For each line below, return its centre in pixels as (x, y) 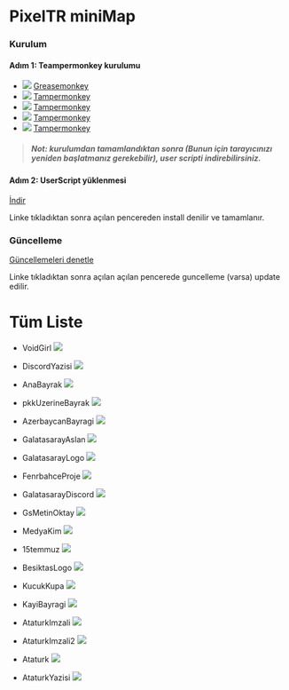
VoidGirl (36, 348)
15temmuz (41, 550)
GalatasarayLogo (53, 458)
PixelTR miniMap (72, 16)
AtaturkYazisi (46, 678)
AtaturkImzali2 (48, 641)
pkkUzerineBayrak (56, 403)
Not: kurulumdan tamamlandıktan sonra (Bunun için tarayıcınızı (152, 148)
